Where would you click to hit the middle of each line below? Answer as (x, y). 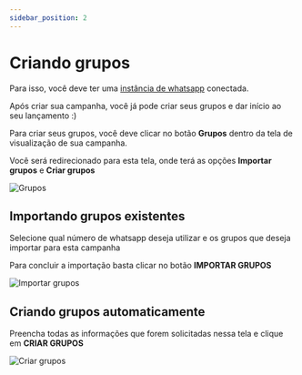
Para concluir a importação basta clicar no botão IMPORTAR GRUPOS (141, 266)
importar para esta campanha (65, 248)
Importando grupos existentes (97, 216)
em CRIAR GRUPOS (46, 343)
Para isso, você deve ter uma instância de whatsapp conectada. (129, 88)
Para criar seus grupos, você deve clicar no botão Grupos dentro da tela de (151, 133)
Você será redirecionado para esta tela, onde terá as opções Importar (141, 160)
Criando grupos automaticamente (107, 312)
